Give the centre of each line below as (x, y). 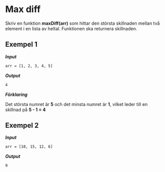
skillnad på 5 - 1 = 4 (25, 109)
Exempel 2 (22, 125)
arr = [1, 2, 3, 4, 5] (29, 66)
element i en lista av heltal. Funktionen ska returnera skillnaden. (71, 28)
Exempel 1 (21, 45)
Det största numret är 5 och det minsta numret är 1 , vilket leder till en (76, 104)
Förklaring (16, 94)
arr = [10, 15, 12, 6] (29, 147)
